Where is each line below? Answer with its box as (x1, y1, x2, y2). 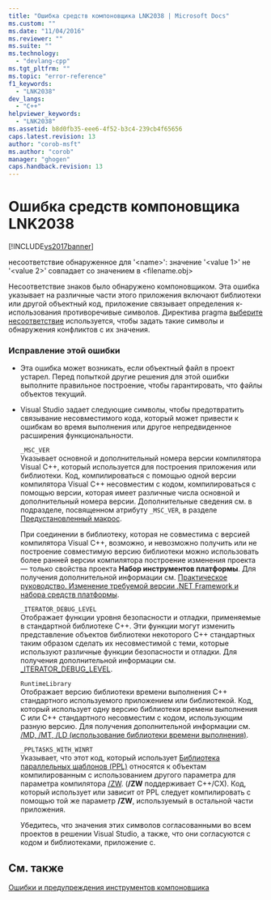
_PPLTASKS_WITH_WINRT (19, 746, 93, 754)
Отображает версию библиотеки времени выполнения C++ (19, 687, 228, 697)
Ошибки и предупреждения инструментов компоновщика (8, 883, 210, 893)
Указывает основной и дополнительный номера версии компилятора (19, 453, 261, 463)
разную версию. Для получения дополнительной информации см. (19, 722, 251, 731)
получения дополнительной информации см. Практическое (19, 572, 228, 582)
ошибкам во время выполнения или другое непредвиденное (19, 422, 232, 432)
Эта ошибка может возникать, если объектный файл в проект (19, 363, 235, 373)
